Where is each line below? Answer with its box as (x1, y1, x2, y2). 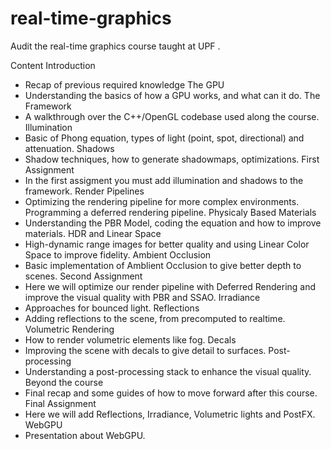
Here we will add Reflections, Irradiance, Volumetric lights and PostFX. (24, 408, 316, 420)
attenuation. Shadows (24, 142, 115, 154)
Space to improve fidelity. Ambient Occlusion (24, 248, 212, 261)
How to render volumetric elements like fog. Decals (24, 333, 237, 346)
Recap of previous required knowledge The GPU (24, 78, 225, 91)
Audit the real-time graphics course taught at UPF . (10, 40, 221, 52)
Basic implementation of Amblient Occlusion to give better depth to (24, 259, 302, 271)
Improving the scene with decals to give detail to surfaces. (24, 344, 267, 356)
